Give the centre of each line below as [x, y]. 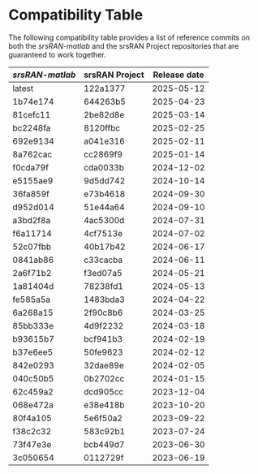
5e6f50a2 [103, 418]
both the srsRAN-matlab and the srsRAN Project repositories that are [124, 45]
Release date [178, 75]
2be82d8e [104, 114]
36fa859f [31, 194]
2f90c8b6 [103, 312]
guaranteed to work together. [57, 54]
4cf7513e [103, 233]
